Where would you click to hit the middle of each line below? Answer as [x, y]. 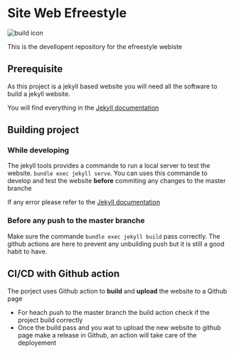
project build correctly [50, 320]
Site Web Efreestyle [67, 13]
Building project [43, 130]
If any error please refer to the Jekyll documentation [84, 202]
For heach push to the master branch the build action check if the [113, 312]
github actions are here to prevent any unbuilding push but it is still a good [116, 244]
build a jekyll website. [39, 93]
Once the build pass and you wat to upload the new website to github [119, 327]
